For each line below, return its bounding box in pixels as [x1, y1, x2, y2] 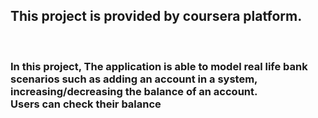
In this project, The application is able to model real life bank [10, 59, 308, 73]
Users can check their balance [10, 97, 162, 111]
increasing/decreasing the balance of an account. [10, 84, 258, 98]
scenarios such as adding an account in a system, [10, 72, 258, 86]
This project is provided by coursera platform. [10, 8, 303, 25]
